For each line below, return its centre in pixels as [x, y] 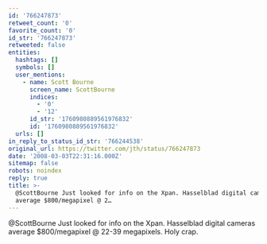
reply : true [28, 178]
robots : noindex [35, 171]
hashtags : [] [37, 60]
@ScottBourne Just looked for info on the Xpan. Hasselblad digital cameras [132, 223]
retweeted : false [37, 45]
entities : [25, 52]
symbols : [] [35, 68]
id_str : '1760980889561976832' [81, 119]
